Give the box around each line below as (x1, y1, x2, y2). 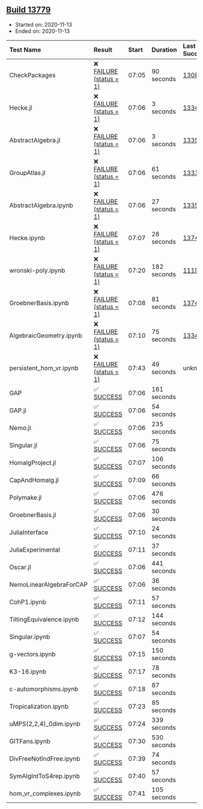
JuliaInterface (9, 528, 48, 537)
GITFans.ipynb (9, 737, 51, 745)
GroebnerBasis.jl (9, 510, 56, 519)
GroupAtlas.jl (9, 168, 46, 177)
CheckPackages (9, 71, 56, 79)
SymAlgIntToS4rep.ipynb (9, 771, 80, 780)
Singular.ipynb (9, 632, 50, 641)
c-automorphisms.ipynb (9, 684, 79, 693)
